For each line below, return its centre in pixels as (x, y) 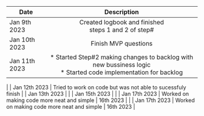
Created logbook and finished (122, 22)
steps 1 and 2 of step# (121, 30)
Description (121, 12)
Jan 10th (22, 40)
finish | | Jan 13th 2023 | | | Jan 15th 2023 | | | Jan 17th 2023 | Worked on (98, 94)
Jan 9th (20, 22)
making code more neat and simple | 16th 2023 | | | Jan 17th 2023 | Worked (101, 100)
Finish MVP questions (122, 43)
